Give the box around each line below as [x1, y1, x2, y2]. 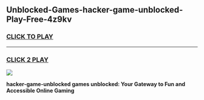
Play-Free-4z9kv [6, 15, 72, 25]
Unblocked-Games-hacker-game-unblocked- [6, 5, 183, 15]
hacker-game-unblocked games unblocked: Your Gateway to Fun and [6, 80, 186, 87]
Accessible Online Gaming [6, 87, 75, 94]
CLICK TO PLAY [6, 33, 53, 41]
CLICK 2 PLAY [6, 55, 49, 64]
